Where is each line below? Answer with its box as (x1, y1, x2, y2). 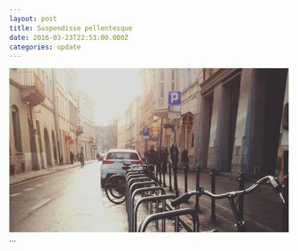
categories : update (9, 43, 82, 51)
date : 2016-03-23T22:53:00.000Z (9, 33, 129, 42)
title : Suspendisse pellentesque (9, 23, 133, 33)
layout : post (9, 14, 58, 23)
